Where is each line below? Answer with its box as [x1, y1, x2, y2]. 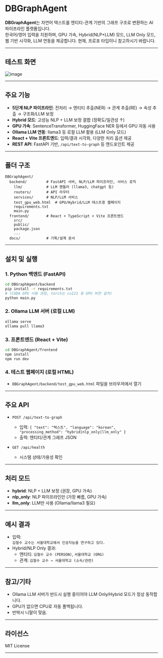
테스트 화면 [5, 58, 36, 66]
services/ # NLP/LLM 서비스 [14, 195, 79, 200]
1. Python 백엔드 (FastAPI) [5, 270, 66, 277]
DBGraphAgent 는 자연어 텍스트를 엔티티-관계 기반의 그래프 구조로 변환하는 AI [5, 19, 154, 25]
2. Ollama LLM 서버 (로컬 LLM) [5, 308, 75, 314]
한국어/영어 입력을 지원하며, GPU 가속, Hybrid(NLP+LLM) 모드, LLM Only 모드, [5, 32, 156, 37]
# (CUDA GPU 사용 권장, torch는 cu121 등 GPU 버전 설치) [5, 291, 113, 296]
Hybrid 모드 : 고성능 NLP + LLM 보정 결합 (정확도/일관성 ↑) [12, 117, 125, 123]
